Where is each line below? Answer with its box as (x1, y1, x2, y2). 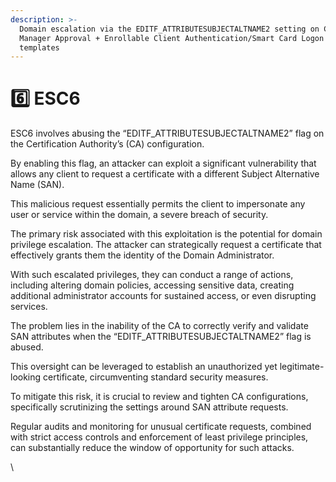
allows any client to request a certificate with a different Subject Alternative (10, 168, 320, 180)
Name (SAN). (10, 179, 65, 191)
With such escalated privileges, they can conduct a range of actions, (10, 269, 294, 281)
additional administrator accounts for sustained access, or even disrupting (10, 290, 317, 302)
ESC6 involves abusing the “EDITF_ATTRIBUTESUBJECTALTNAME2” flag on (10, 127, 325, 140)
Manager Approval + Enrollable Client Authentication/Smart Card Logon (19, 33, 325, 43)
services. (10, 301, 48, 313)
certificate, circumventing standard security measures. (43, 371, 269, 383)
